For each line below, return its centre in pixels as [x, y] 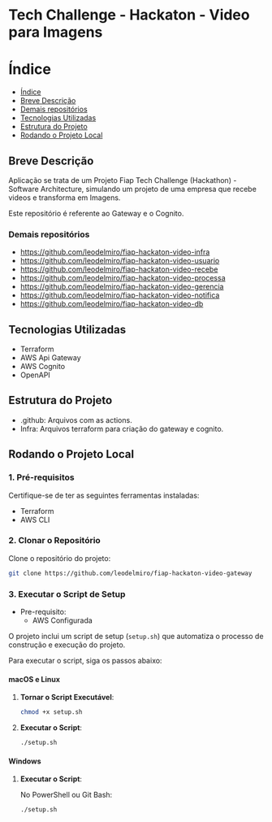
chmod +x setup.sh [51, 712]
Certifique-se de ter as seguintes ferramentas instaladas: [104, 495]
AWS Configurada [63, 620]
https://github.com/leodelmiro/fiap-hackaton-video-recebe [119, 269]
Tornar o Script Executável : [67, 698]
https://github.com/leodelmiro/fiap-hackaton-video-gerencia [122, 287]
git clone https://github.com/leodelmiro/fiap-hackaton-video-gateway [130, 573]
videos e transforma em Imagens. [65, 198]
